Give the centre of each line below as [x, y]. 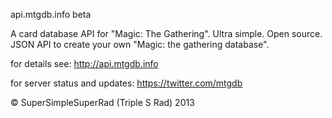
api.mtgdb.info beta [51, 14]
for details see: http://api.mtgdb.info [84, 63]
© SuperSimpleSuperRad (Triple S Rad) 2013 [102, 102]
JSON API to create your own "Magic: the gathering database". [140, 44]
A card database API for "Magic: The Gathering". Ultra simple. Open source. [166, 33]
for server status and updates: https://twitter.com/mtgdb [126, 83]
